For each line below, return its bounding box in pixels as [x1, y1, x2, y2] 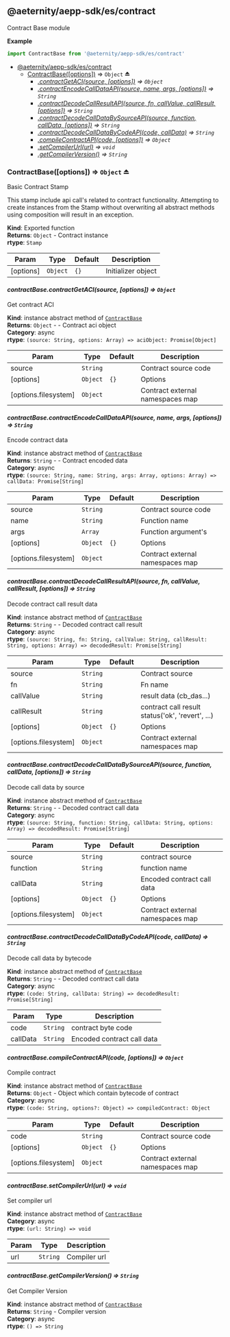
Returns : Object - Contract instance [7, 231, 108, 239]
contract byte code [71, 1023, 133, 1032]
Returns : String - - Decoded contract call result [7, 620, 142, 628]
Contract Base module [7, 23, 71, 32]
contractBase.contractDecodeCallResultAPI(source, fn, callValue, [7, 577, 201, 585]
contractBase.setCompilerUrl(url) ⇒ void [7, 1181, 127, 1190]
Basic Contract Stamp [7, 182, 69, 191]
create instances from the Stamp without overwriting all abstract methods [7, 203, 215, 211]
